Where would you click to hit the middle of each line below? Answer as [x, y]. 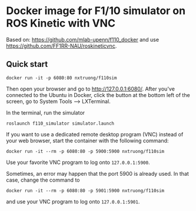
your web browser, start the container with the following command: [87, 140]
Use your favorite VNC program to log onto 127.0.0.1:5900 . [78, 162]
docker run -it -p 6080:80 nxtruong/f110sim [62, 78]
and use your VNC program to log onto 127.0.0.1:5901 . [73, 202]
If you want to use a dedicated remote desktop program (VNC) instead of [95, 134]
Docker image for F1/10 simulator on [96, 11]
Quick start [27, 64]
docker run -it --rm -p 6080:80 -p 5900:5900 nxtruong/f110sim [85, 151]
